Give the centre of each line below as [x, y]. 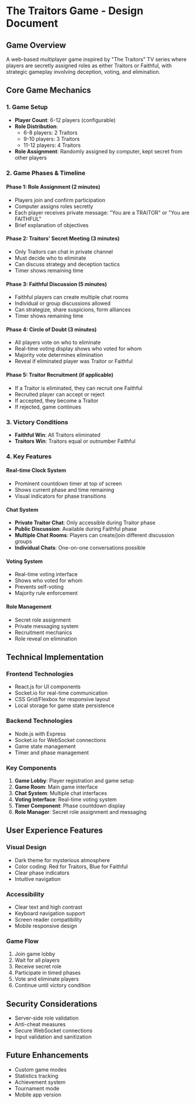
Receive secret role [38, 967]
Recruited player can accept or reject [59, 394]
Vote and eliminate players [47, 979]
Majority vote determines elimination [59, 355]
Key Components [31, 768]
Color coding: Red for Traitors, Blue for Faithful [71, 866]
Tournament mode [37, 1088]
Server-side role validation [47, 1018]
